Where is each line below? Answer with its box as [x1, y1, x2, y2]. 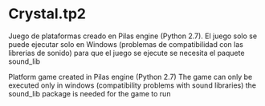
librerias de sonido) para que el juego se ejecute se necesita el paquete [8, 48, 245, 57]
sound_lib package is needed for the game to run [8, 88, 171, 98]
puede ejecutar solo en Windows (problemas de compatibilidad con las [8, 39, 243, 49]
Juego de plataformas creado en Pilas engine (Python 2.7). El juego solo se [8, 31, 258, 41]
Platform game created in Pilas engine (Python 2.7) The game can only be [8, 72, 253, 81]
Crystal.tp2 [8, 5, 87, 23]
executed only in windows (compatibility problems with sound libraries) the [8, 80, 257, 90]
